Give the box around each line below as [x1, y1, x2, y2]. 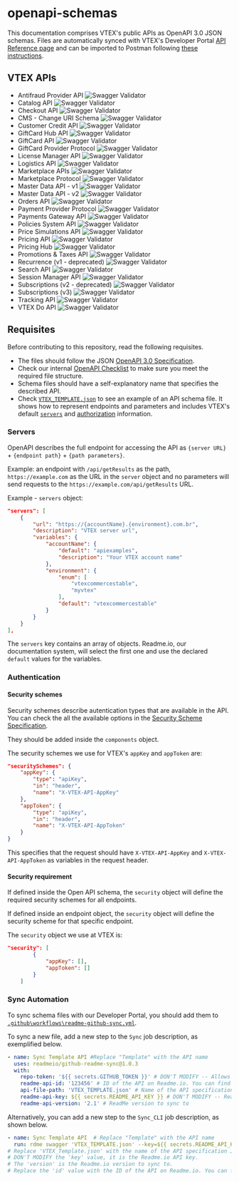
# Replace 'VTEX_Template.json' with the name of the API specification [7, 1148, 228, 1155]
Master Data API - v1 [17, 182, 78, 190]
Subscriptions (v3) [17, 287, 73, 296]
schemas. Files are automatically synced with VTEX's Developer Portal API [7, 36, 226, 44]
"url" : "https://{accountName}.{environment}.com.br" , [33, 520, 199, 528]
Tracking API [17, 295, 55, 304]
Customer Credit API [17, 121, 78, 130]
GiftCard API [17, 136, 55, 145]
